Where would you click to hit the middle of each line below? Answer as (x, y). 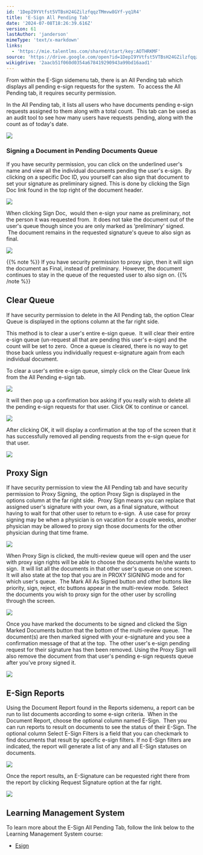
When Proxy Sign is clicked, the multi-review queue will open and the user (99, 556)
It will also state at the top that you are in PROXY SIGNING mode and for (96, 575)
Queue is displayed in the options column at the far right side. (83, 321)
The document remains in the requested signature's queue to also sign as (99, 232)
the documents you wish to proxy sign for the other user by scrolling (91, 594)
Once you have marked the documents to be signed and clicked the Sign (97, 624)
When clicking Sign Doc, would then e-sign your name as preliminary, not (98, 213)
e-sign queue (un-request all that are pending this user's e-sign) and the (97, 340)
